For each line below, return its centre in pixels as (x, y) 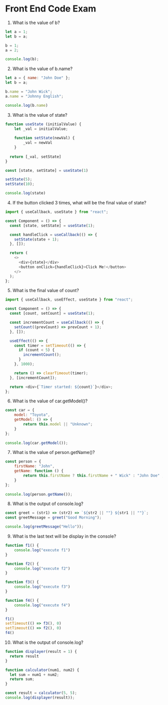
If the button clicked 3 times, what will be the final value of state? (79, 203)
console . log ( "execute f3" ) (42, 587)
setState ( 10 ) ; (20, 184)
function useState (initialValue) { (43, 124)
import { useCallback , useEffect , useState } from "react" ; (69, 300)
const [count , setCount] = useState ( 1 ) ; (52, 314)
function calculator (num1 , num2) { (42, 670)
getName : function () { (39, 471)
